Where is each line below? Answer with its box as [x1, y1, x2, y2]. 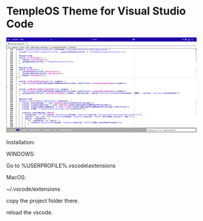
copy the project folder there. [6, 197, 80, 204]
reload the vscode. [6, 208, 53, 216]
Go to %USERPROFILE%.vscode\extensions [6, 162, 116, 169]
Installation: [6, 138, 35, 146]
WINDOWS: [6, 150, 35, 158]
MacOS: [6, 173, 27, 181]
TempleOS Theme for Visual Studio [6, 4, 186, 18]
